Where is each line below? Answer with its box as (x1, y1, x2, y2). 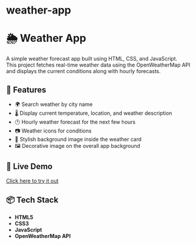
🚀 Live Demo (6, 161, 53, 171)
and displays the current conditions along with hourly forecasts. (6, 68, 161, 75)
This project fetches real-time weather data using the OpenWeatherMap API (6, 61, 191, 68)
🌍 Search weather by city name (14, 101, 93, 108)
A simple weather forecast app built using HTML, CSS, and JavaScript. (6, 55, 178, 62)
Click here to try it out (6, 177, 59, 184)
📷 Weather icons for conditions (14, 127, 92, 134)
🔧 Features (6, 85, 46, 95)
